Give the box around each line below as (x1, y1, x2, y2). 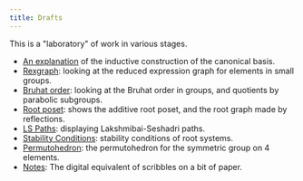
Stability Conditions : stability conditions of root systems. (22, 132, 234, 143)
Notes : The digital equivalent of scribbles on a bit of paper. (22, 161, 243, 172)
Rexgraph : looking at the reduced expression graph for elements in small (22, 65, 295, 76)
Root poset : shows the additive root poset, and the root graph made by (22, 103, 288, 114)
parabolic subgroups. (22, 94, 103, 105)
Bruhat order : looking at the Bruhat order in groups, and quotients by (22, 84, 279, 95)
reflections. (22, 113, 65, 124)
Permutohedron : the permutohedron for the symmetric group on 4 (22, 142, 270, 153)
